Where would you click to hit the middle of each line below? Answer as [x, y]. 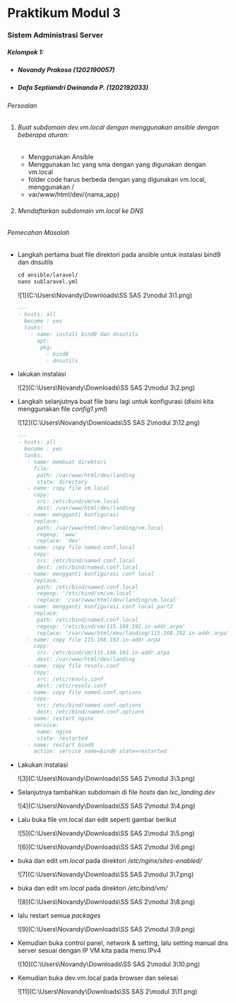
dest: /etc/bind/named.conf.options [90, 712]
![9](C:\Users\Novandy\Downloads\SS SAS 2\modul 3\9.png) [106, 929]
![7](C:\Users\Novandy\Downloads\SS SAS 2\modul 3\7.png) [106, 874]
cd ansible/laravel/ [48, 275]
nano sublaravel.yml [48, 282]
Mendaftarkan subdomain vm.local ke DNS [80, 211]
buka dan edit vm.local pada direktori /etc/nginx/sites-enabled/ [110, 861]
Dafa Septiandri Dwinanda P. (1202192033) [83, 88]
